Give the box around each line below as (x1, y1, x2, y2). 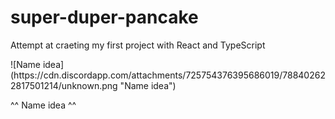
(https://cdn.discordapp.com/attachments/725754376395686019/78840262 (10, 69, 326, 81)
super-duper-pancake (10, 6, 199, 29)
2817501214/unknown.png (10, 79, 118, 91)
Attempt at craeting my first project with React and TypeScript (10, 39, 266, 51)
